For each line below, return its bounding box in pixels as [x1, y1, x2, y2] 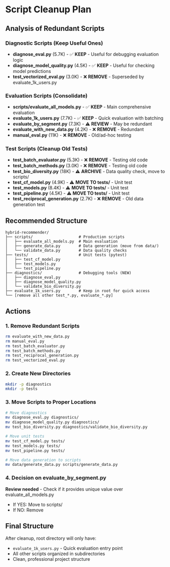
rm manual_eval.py [5, 338, 45, 344]
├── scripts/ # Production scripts [5, 235, 125, 240]
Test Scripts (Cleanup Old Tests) [5, 145, 88, 153]
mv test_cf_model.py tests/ [5, 438, 66, 444]
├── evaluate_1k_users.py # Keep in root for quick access [5, 289, 150, 294]
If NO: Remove [12, 507, 44, 513]
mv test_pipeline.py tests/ [5, 448, 66, 453]
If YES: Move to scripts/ [12, 501, 63, 507]
